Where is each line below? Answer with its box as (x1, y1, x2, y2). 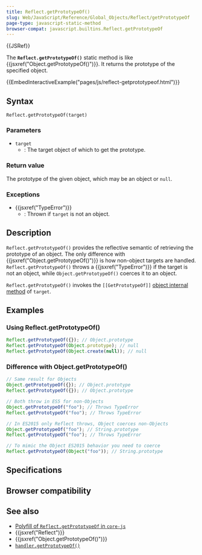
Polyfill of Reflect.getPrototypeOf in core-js (14, 522, 126, 530)
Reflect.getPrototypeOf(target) (6, 112, 87, 118)
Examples (6, 305, 44, 316)
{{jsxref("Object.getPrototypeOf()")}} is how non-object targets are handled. (6, 256, 196, 264)
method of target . (6, 288, 51, 295)
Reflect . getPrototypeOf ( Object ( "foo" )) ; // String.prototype (6, 449, 163, 455)
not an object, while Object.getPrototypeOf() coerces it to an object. (6, 270, 177, 277)
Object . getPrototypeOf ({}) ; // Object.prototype (6, 382, 131, 388)
